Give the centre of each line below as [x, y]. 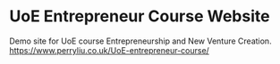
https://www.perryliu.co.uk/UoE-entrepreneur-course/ [110, 50]
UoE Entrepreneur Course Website [140, 16]
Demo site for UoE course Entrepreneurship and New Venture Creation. [140, 41]
